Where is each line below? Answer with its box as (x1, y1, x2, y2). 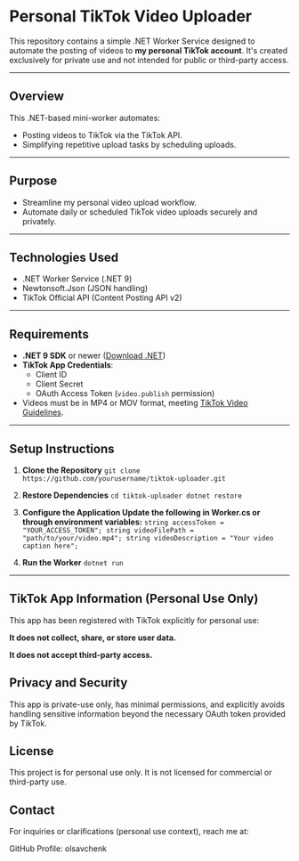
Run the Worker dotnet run (21, 557, 124, 567)
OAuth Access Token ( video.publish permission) (35, 388, 215, 399)
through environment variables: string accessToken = (21, 516, 224, 527)
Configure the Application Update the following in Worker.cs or (21, 508, 261, 517)
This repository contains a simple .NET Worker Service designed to (9, 36, 255, 46)
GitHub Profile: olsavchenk (9, 843, 107, 854)
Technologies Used (9, 249, 118, 264)
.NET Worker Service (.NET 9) (21, 273, 133, 284)
